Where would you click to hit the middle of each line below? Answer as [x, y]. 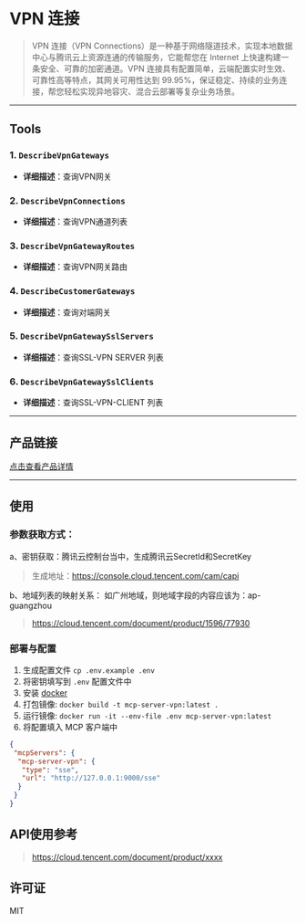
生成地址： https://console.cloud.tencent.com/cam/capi [135, 575]
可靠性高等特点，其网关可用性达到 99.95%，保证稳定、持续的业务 [155, 79]
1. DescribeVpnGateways [59, 155]
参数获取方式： [42, 535]
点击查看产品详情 [41, 466]
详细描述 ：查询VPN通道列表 [75, 221]
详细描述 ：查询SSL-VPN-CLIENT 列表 [93, 403]
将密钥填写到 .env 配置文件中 [77, 681]
